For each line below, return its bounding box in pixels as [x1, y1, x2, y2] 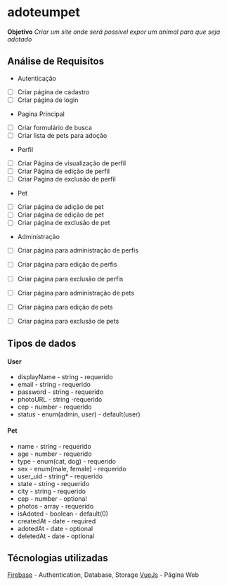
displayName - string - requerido [17, 373, 113, 381]
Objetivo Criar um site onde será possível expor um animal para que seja [7, 27, 221, 36]
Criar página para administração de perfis [17, 246, 139, 255]
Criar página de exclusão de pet [17, 219, 110, 227]
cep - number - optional [17, 494, 87, 503]
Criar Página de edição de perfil [17, 167, 110, 176]
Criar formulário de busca [17, 123, 93, 132]
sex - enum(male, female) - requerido [17, 464, 127, 473]
